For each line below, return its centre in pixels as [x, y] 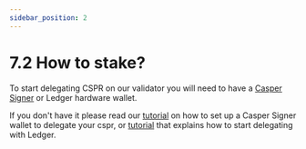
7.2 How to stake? [77, 62]
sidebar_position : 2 [49, 18]
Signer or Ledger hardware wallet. [73, 97]
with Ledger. [33, 134]
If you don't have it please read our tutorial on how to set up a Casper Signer [153, 115]
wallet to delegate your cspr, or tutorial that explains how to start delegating [151, 124]
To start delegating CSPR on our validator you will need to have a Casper [146, 88]
